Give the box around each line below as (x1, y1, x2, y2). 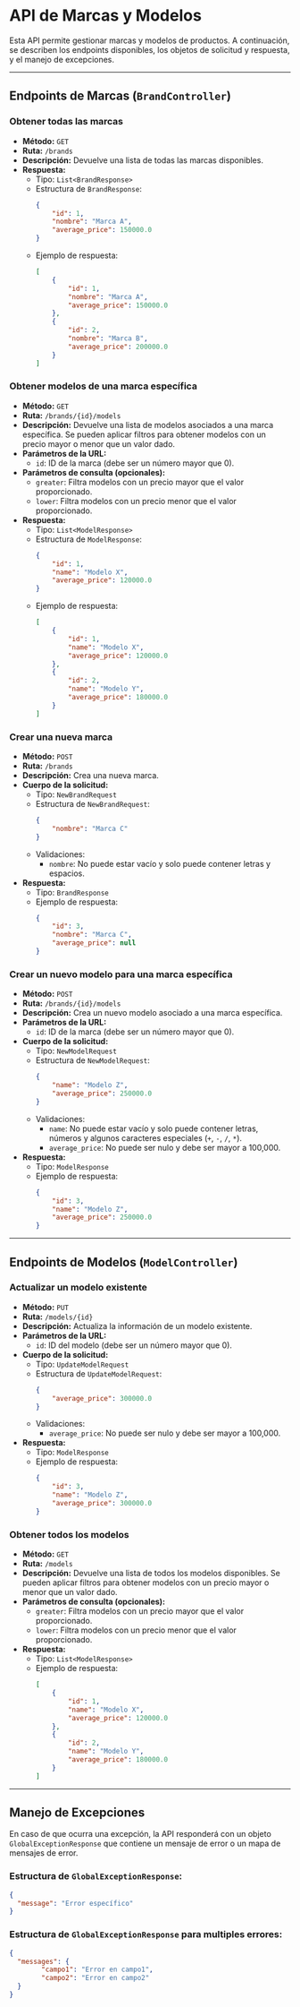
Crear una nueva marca (9, 731, 113, 743)
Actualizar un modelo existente (9, 1282, 147, 1294)
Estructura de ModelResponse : (35, 534, 143, 545)
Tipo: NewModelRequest (35, 1045, 118, 1057)
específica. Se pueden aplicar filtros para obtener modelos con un (21, 429, 266, 440)
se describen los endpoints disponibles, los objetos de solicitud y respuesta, (9, 44, 290, 55)
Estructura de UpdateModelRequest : (35, 1368, 162, 1379)
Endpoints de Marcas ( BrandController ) (9, 89, 232, 104)
